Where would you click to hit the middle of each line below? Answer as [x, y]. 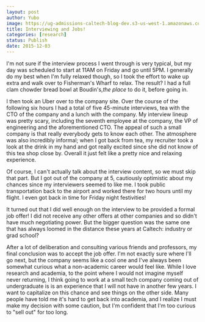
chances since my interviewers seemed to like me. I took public [86, 185]
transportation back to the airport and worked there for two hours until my [99, 191]
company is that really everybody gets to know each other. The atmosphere [102, 134]
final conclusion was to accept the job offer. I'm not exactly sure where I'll [99, 254]
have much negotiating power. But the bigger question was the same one [98, 222]
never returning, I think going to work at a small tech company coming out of [103, 279]
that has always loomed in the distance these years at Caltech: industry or [99, 229]
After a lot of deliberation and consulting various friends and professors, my [102, 247]
